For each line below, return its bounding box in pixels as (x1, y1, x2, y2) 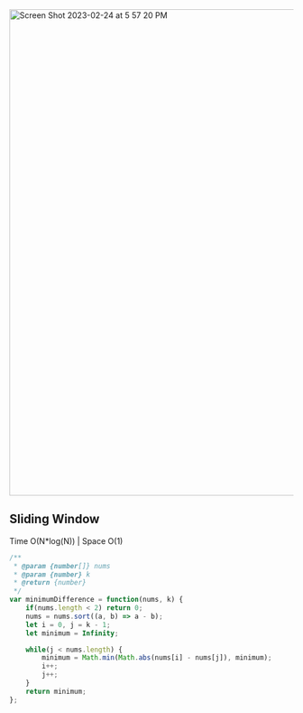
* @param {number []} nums (13, 561, 111, 570)
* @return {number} (13, 578, 87, 587)
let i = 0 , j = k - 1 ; (25, 620, 111, 629)
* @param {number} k (13, 569, 91, 579)
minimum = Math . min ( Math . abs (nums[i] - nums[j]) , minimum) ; (41, 653, 272, 662)
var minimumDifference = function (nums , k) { (9, 596, 183, 605)
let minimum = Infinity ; (25, 628, 119, 638)
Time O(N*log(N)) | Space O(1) (9, 535, 124, 546)
